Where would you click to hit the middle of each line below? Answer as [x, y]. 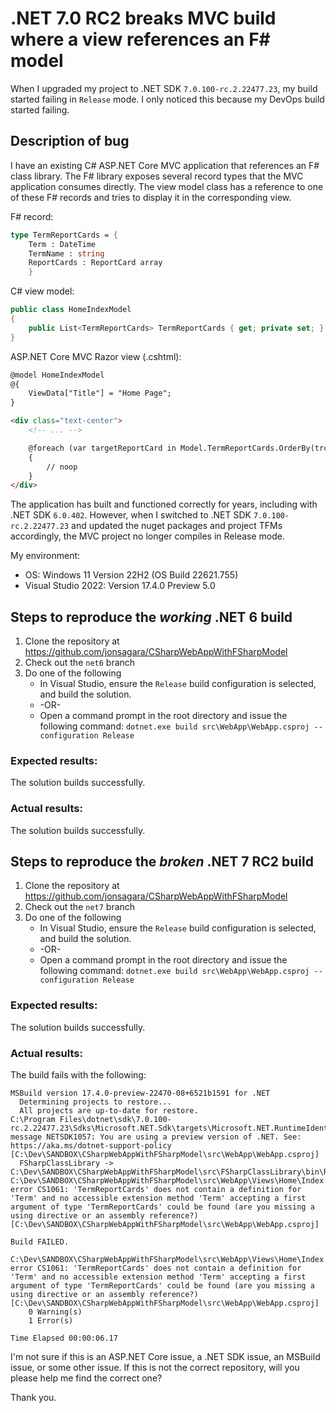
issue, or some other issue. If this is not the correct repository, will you [155, 1368]
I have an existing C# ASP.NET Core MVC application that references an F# [165, 165]
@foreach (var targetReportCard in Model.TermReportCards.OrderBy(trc [178, 448]
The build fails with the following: [78, 1075]
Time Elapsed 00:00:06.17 [64, 1338]
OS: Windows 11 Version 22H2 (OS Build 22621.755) [131, 575]
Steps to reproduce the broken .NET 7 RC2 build [162, 862]
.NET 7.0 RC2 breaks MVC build [143, 18]
